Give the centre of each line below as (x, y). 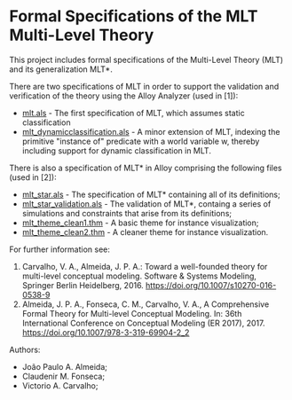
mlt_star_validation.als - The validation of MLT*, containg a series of (146, 204)
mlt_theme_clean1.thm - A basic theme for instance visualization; (140, 223)
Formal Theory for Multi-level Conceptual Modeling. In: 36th (132, 313)
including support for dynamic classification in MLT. (116, 150)
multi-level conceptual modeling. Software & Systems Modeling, (139, 276)
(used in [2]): (33, 177)
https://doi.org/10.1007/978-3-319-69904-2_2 (106, 332)
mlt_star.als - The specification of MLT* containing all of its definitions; (151, 194)
